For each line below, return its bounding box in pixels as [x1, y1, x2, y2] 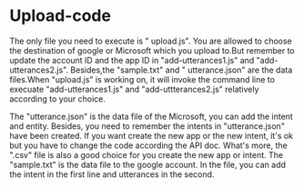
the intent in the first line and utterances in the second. [9, 169, 215, 180]
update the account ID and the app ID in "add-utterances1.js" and [9, 54, 255, 65]
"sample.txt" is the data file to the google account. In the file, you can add [9, 159, 287, 170]
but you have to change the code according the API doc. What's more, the [9, 140, 289, 151]
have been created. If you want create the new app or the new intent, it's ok [9, 130, 294, 141]
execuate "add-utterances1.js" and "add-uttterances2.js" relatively [9, 84, 259, 94]
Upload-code [9, 5, 112, 26]
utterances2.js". [9, 64, 69, 75]
